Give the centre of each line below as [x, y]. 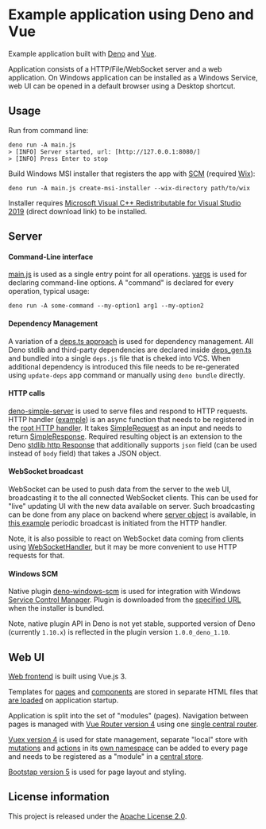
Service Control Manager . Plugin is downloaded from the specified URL [125, 600]
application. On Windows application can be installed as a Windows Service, [133, 77]
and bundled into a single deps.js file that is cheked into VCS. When [120, 358]
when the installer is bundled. [56, 608]
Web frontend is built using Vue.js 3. [67, 676]
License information [59, 797]
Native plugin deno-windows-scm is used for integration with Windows [124, 592]
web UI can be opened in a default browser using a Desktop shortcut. [122, 86]
